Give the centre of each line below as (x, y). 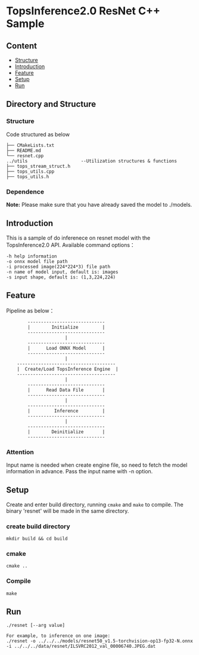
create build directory (38, 526)
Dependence (25, 191)
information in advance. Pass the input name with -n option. (80, 471)
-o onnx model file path (37, 261)
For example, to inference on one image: (58, 636)
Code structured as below (38, 134)
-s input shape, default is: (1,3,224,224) (61, 277)
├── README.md (24, 151)
